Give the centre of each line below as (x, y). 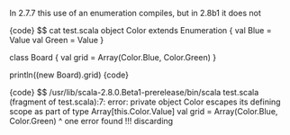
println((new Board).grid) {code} (69, 75)
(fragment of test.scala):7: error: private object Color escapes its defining (145, 102)
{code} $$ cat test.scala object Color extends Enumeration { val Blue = (140, 30)
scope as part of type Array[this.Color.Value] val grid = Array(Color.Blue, (144, 111)
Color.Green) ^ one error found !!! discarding (91, 121)
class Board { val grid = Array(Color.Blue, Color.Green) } (113, 57)
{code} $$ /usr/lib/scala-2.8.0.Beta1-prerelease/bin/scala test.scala (134, 92)
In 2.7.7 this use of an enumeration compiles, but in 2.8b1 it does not (135, 13)
